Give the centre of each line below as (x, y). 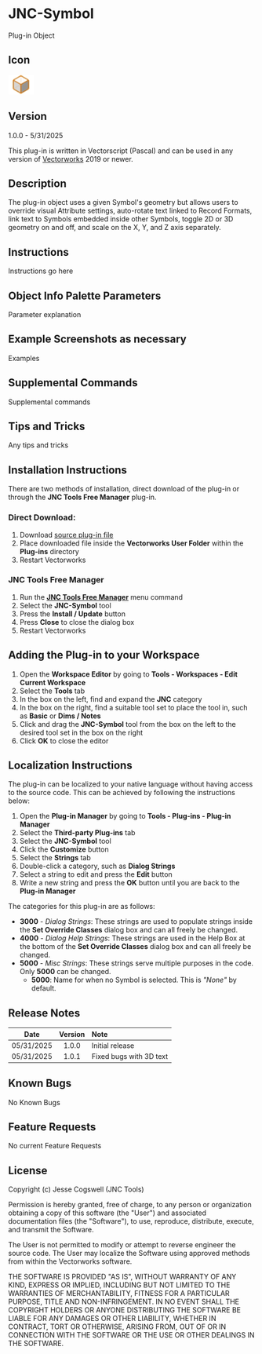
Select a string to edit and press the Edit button (96, 874)
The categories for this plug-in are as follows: (82, 907)
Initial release (113, 1046)
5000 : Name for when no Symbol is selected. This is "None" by (134, 980)
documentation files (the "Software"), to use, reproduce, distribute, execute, (131, 1221)
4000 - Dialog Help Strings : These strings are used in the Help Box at (132, 938)
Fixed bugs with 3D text (130, 1057)
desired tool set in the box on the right (81, 732)
